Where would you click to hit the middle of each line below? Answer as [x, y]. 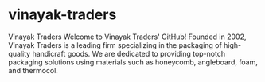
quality [19, 53]
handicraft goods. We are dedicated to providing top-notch [129, 53]
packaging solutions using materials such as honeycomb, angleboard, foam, [133, 62]
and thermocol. [33, 70]
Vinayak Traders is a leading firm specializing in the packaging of [115, 45]
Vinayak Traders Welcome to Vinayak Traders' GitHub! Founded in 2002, [127, 37]
